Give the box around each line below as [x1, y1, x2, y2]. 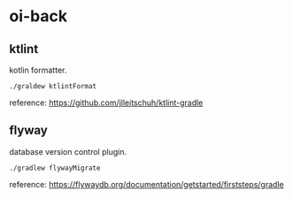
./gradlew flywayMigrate [9, 164, 101, 172]
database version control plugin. [9, 146, 127, 156]
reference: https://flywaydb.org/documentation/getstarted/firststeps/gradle [9, 179, 285, 189]
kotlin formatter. [9, 65, 67, 75]
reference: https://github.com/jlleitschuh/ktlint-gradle [9, 97, 204, 108]
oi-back [9, 6, 68, 27]
